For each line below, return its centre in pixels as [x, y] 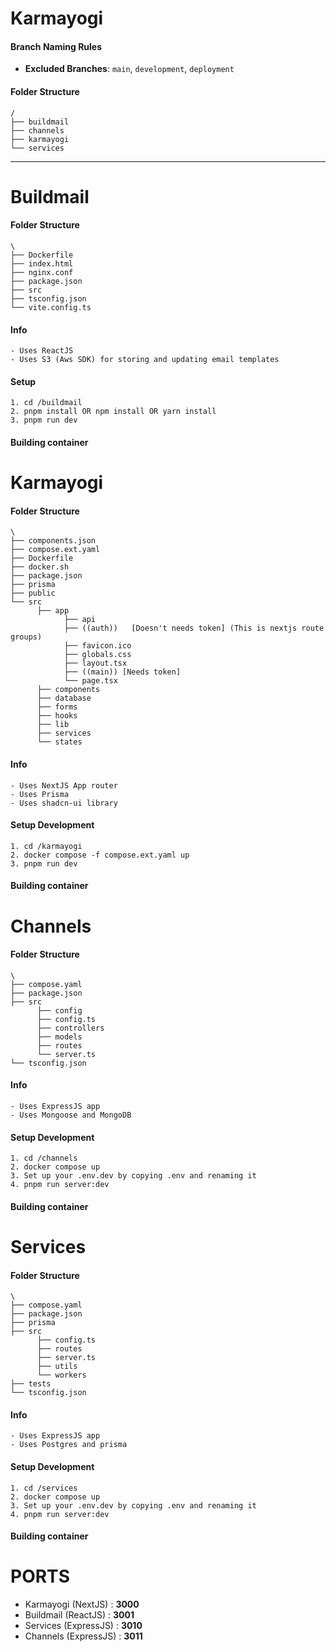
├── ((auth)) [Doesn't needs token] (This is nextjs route [194, 628]
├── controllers [70, 1028]
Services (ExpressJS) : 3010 [83, 1626]
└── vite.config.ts [51, 307]
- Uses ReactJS [42, 351]
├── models [59, 1037]
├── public [33, 593]
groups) [26, 637]
